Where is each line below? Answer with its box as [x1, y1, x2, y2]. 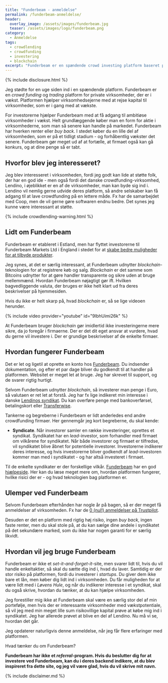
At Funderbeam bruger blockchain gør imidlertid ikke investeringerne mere [5, 322, 159, 328]
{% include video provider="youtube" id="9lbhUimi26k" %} [5, 313, 128, 319]
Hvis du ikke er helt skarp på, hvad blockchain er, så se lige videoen [5, 298, 145, 304]
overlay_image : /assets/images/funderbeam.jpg [9, 21, 108, 27]
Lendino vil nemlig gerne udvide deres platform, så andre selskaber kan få [5, 188, 158, 194]
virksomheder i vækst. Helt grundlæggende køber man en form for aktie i [5, 118, 156, 124]
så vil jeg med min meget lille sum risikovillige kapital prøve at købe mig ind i [5, 607, 162, 613]
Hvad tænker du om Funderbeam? [5, 643, 76, 649]
